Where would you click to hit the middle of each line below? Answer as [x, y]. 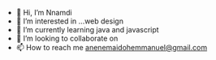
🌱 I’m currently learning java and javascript [88, 30]
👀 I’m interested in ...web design [70, 21]
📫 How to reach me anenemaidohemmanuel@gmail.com [112, 47]
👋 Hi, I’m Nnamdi [44, 13]
